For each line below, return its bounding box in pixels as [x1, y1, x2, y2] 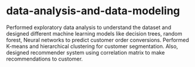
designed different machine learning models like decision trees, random [6, 30, 183, 37]
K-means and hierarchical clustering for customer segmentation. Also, [6, 43, 178, 50]
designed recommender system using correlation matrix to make [6, 49, 165, 56]
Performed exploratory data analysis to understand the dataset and [6, 24, 172, 31]
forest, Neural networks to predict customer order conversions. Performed [6, 36, 190, 43]
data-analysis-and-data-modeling [6, 4, 180, 18]
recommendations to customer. [6, 55, 83, 62]
